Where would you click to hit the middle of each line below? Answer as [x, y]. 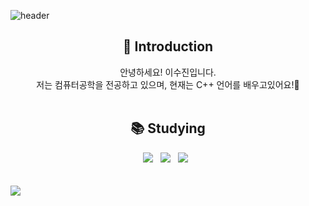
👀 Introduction [168, 46]
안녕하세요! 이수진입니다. [168, 72]
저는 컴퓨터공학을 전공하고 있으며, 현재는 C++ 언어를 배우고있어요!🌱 [168, 84]
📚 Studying [168, 128]
